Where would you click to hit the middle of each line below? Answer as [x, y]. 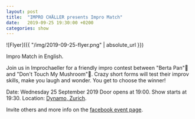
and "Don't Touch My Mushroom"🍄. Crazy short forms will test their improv [97, 74]
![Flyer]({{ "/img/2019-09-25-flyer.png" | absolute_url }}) [75, 45]
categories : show [27, 28]
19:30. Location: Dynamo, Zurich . [46, 98]
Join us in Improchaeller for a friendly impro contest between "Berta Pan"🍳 [97, 68]
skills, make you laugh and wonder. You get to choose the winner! [86, 81]
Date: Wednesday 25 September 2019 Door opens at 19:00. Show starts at [97, 92]
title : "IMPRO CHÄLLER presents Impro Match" [64, 17]
